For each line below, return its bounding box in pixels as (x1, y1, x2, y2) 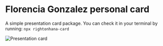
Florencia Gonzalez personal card (5, 4, 150, 15)
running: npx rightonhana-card (5, 25, 69, 31)
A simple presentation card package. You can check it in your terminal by (5, 20, 158, 26)
